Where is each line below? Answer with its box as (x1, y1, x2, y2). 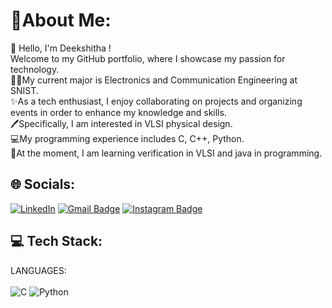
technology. (10, 63, 60, 75)
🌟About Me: (10, 9, 112, 32)
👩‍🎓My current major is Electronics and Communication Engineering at (10, 74, 298, 86)
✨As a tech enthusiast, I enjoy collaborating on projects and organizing (10, 95, 303, 107)
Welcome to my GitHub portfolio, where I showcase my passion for (10, 52, 286, 64)
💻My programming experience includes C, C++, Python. (10, 132, 245, 144)
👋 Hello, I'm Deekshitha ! (10, 42, 112, 54)
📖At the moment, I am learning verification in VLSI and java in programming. (10, 147, 323, 159)
